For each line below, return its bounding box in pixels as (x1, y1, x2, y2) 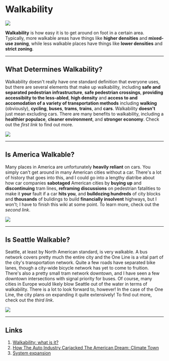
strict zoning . (5, 45, 34, 51)
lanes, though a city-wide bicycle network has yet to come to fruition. (5, 265, 149, 271)
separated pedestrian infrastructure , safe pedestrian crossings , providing (5, 89, 163, 95)
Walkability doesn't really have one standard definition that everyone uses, (5, 78, 160, 84)
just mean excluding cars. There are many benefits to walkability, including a (5, 111, 164, 117)
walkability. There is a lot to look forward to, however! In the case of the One (5, 286, 163, 292)
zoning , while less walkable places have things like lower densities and (14, 40, 162, 46)
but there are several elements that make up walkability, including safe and (5, 84, 161, 90)
